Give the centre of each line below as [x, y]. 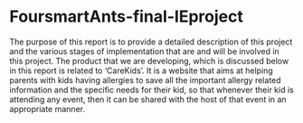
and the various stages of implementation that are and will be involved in [145, 51]
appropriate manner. [47, 109]
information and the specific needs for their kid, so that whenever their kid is [151, 90]
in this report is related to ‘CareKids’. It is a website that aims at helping [141, 71]
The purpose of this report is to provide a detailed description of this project [151, 42]
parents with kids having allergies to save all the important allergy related [146, 80]
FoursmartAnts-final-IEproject [127, 17]
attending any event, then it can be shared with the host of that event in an [148, 99]
